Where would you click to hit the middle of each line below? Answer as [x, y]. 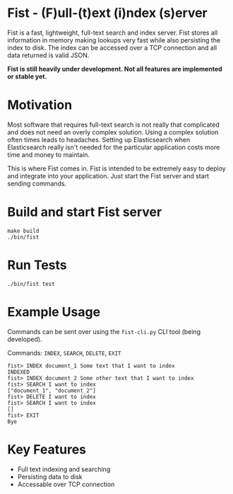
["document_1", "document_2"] [52, 391]
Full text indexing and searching [64, 469]
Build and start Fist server [85, 212]
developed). [25, 339]
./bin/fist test [31, 284]
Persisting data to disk [50, 476]
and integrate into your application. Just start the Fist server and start [108, 176]
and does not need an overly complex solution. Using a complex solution [113, 132]
